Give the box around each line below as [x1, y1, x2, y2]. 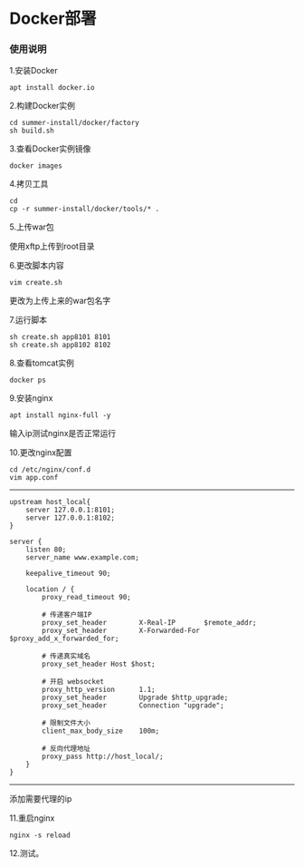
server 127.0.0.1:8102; [25, 513, 116, 522]
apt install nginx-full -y [9, 411, 111, 420]
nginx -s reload [9, 831, 71, 840]
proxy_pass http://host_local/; [42, 752, 165, 762]
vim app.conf [9, 473, 59, 482]
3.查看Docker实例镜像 [9, 143, 91, 154]
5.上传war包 [9, 221, 54, 232]
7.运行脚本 [9, 315, 48, 326]
